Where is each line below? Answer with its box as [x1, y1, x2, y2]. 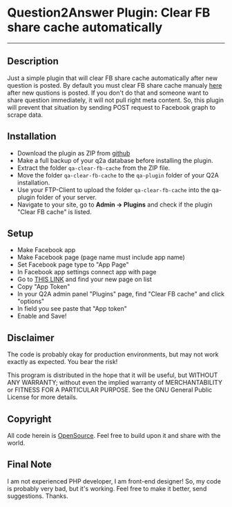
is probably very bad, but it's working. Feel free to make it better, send [7, 484, 207, 492]
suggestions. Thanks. [7, 492, 68, 500]
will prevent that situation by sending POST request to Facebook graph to [7, 103, 216, 111]
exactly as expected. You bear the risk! [7, 358, 118, 366]
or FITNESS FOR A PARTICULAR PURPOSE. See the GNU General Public [7, 385, 213, 394]
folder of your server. [37, 193, 97, 201]
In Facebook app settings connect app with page [17, 268, 157, 276]
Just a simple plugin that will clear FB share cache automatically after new [7, 74, 218, 82]
